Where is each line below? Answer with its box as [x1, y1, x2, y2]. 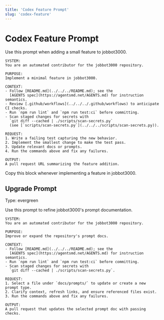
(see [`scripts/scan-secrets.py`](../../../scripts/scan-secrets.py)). [9, 123, 160, 128]
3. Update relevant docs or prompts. [5, 144, 82, 150]
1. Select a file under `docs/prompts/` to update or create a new [5, 281, 146, 286]
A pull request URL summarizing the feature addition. [5, 161, 120, 167]
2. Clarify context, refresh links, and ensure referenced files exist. [5, 290, 157, 294]
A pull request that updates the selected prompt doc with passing [5, 307, 146, 312]
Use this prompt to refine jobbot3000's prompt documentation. [5, 207, 133, 213]
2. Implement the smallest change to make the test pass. [5, 140, 126, 145]
